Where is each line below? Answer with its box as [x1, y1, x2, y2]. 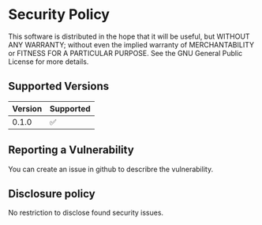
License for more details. [8, 57, 89, 66]
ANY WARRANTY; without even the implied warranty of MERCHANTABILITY [8, 39, 255, 49]
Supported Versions [8, 80, 109, 93]
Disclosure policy [8, 187, 96, 201]
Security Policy [8, 6, 110, 24]
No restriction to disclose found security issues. [8, 208, 164, 218]
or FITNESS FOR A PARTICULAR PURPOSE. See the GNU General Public [8, 48, 243, 58]
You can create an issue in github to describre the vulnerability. [8, 164, 214, 174]
